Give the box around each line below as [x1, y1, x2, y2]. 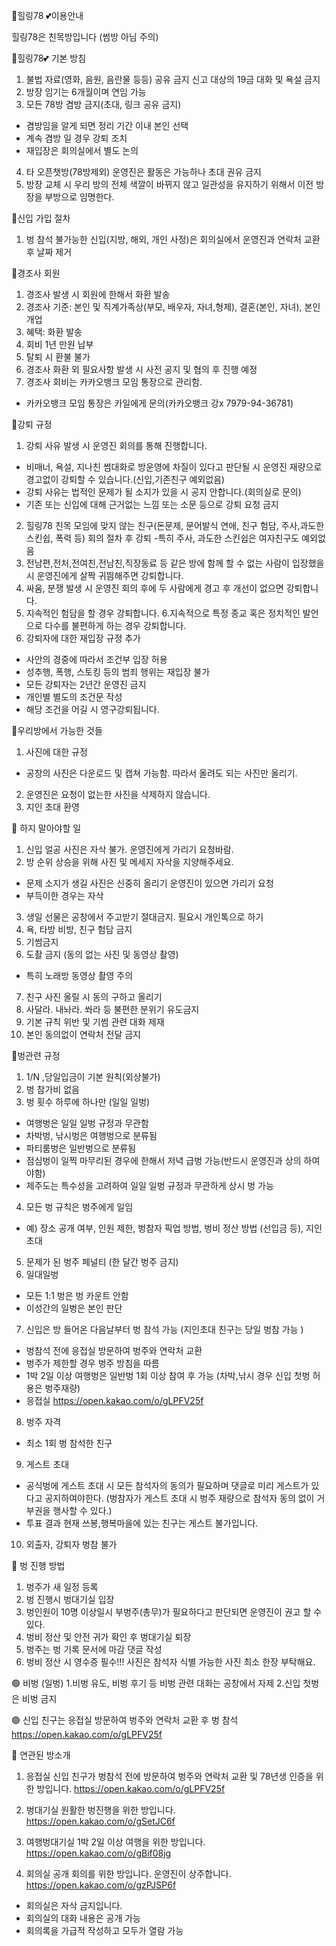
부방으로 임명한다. [44, 191, 115, 203]
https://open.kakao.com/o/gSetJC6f [25, 1815, 176, 1827]
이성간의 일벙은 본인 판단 [25, 1302, 123, 1314]
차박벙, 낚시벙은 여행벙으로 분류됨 [25, 1130, 158, 1141]
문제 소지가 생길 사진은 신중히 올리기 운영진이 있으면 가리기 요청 [25, 877, 274, 889]
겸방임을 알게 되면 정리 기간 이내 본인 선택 [25, 120, 189, 131]
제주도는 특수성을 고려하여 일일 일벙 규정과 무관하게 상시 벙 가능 [25, 1180, 274, 1191]
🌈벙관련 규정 [11, 1050, 61, 1061]
